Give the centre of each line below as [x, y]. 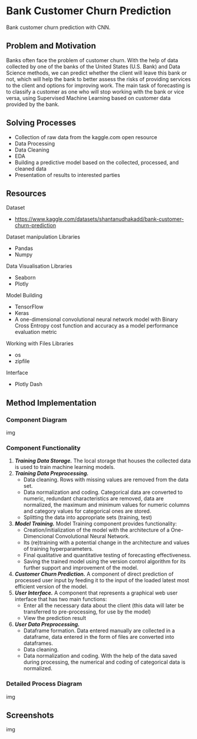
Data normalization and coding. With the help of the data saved [100, 656]
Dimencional [39, 536]
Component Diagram [37, 420]
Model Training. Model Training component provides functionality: [96, 524]
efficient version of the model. [51, 587]
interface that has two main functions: [61, 599]
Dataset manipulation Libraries [43, 237]
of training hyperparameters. [58, 549]
